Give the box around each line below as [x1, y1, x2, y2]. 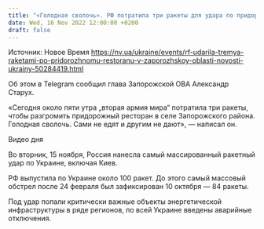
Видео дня [8, 135, 43, 144]
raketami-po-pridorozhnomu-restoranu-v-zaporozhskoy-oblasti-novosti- [8, 56, 244, 65]
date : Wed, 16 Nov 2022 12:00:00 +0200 [8, 19, 139, 27]
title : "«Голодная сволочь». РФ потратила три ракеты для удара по [8, 11, 234, 20]
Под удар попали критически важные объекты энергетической [8, 197, 222, 206]
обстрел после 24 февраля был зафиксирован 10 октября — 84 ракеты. [8, 182, 249, 191]
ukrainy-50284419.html [8, 64, 84, 74]
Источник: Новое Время [8, 48, 90, 57]
